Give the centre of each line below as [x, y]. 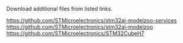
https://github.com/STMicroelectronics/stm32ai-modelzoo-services [91, 20]
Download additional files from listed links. [59, 9]
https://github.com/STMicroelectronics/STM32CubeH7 [75, 33]
